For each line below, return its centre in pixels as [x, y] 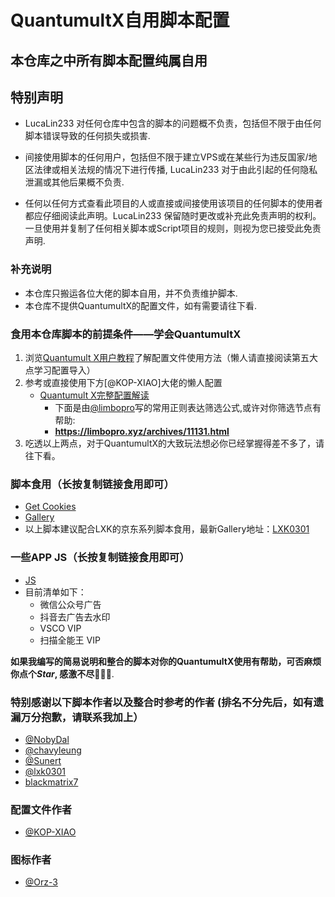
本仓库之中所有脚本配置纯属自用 [109, 60]
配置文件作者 [41, 809]
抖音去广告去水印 [75, 617]
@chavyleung [53, 750]
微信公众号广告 [70, 604]
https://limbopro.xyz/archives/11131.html [142, 431]
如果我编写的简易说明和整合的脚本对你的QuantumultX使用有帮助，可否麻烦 [166, 661]
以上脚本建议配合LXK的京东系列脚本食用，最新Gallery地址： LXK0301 [167, 529]
